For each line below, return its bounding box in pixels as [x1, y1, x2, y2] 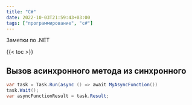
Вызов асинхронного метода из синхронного [6, 66, 187, 76]
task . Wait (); [6, 87, 39, 94]
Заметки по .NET [6, 37, 50, 44]
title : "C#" [6, 8, 36, 15]
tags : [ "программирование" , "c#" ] [6, 20, 94, 26]
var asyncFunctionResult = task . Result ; [6, 93, 110, 99]
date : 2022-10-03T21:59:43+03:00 [6, 14, 91, 21]
